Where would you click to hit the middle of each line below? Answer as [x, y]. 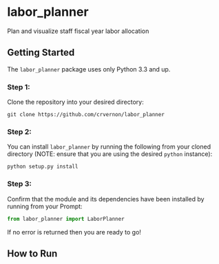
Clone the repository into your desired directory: [75, 102]
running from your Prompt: [45, 206]
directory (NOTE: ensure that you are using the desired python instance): [110, 154]
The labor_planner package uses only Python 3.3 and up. [89, 69]
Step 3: [20, 184]
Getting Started [41, 53]
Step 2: [20, 131]
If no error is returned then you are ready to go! [74, 232]
